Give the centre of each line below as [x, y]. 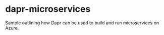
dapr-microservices [48, 9]
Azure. [12, 28]
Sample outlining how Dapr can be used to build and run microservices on [82, 23]
